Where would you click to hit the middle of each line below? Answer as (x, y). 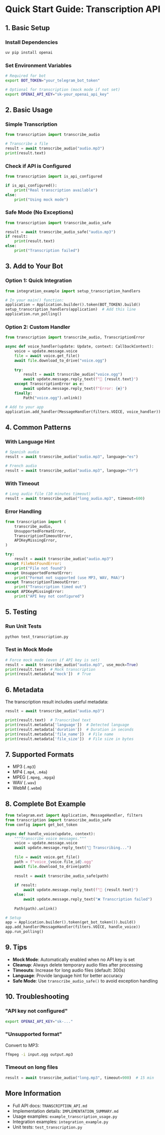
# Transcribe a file (27, 144)
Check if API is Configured (38, 166)
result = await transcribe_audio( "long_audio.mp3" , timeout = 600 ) (75, 498)
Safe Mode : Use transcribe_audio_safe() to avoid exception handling (85, 981)
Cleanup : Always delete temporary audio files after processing (77, 965)
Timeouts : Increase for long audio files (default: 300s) (69, 970)
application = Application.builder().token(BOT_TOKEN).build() (73, 305)
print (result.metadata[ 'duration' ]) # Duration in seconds (70, 729)
